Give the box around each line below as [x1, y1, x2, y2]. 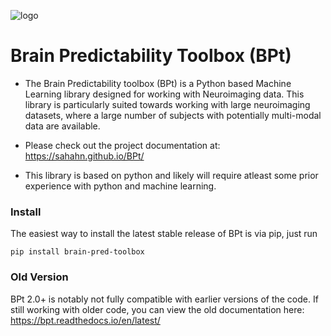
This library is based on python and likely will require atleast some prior [24, 169, 319, 181]
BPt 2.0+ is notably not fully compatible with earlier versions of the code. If [10, 293, 319, 305]
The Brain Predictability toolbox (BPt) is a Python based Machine [24, 77, 292, 89]
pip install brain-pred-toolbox [10, 247, 145, 257]
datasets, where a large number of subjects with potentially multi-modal [24, 109, 322, 121]
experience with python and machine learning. [24, 180, 217, 192]
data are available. [24, 120, 101, 132]
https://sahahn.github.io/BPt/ [24, 150, 145, 162]
